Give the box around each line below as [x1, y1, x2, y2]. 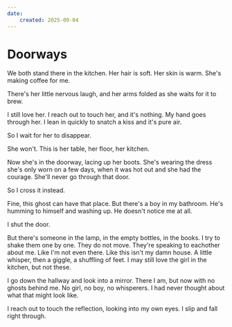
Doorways [7, 46, 68, 62]
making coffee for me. [7, 77, 71, 85]
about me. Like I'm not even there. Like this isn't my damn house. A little [7, 248, 213, 256]
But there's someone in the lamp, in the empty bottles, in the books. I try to [7, 234, 220, 242]
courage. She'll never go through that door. [7, 173, 130, 181]
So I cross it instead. [7, 186, 66, 194]
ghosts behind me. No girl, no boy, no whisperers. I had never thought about [7, 284, 225, 292]
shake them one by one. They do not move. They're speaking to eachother [7, 241, 220, 250]
